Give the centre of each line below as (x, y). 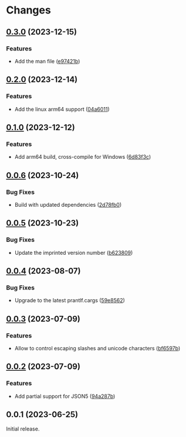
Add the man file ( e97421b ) (47, 61)
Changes (28, 10)
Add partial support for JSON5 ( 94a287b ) (65, 396)
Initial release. (23, 429)
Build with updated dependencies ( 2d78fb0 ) (68, 204)
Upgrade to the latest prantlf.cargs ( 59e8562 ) (70, 301)
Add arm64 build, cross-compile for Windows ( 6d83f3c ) (83, 157)
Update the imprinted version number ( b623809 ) (74, 252)
